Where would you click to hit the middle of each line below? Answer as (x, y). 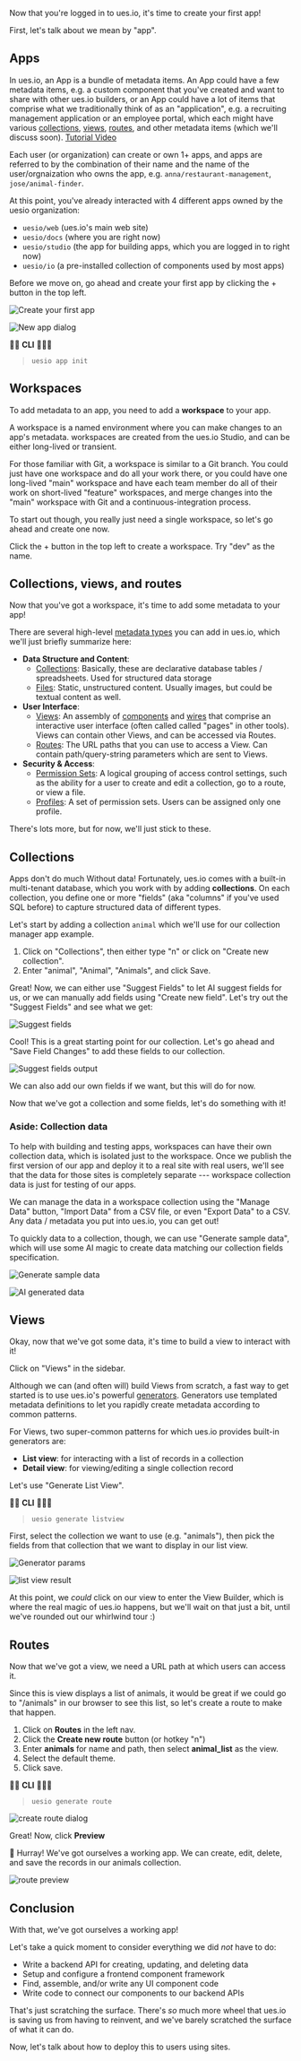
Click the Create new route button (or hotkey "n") (114, 1739)
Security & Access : (59, 764)
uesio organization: (45, 210)
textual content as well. (78, 697)
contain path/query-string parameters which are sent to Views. (152, 754)
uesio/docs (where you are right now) (91, 237)
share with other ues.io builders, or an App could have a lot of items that (142, 99)
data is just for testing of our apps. (73, 1184)
